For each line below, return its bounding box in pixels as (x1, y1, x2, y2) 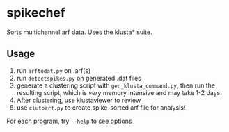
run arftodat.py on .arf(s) (16, 66, 91, 74)
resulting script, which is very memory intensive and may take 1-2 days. (16, 88, 222, 97)
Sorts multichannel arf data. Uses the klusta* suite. (6, 28, 152, 36)
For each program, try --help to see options (6, 117, 132, 125)
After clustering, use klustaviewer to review (16, 96, 141, 104)
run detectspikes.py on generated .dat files (16, 74, 142, 82)
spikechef (6, 5, 65, 21)
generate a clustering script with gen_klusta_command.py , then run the (16, 81, 215, 90)
